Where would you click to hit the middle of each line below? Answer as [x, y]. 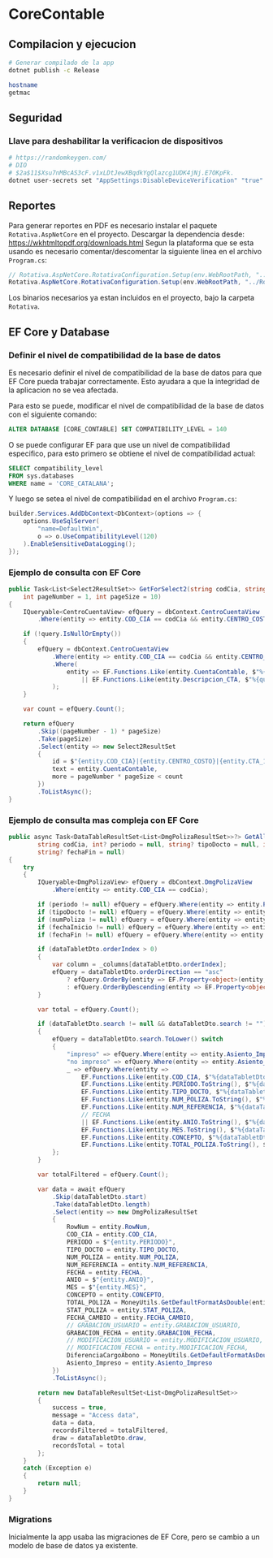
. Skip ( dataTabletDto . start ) [100, 1197]
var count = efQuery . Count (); [74, 709]
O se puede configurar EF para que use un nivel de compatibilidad [119, 444]
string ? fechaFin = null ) [82, 852]
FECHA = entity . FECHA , [105, 1272]
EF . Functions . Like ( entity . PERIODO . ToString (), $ [165, 1084]
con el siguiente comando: [53, 414]
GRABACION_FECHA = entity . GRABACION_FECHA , [141, 1333]
